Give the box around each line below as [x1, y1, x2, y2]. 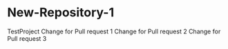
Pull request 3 [7, 34, 47, 42]
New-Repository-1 [7, 5, 115, 20]
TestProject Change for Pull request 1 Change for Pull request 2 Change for [7, 27, 221, 35]
